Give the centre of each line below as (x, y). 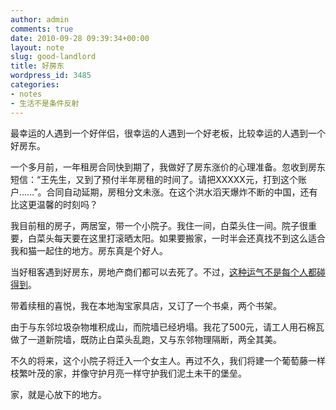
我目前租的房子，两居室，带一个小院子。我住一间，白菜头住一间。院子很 (159, 225)
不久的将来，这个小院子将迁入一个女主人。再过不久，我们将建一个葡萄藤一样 (168, 360)
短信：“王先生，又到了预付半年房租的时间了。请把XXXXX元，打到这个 (154, 179)
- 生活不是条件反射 (45, 103)
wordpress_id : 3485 (51, 76)
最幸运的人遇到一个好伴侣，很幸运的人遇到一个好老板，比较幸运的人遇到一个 (168, 133)
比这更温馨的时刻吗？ (54, 204)
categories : (35, 85)
